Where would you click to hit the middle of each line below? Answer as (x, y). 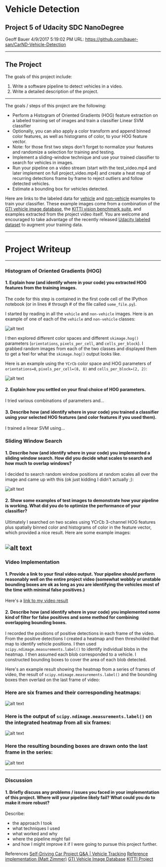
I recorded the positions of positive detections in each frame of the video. (80, 634)
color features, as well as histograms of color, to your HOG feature (80, 136)
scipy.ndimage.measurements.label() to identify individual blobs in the (77, 649)
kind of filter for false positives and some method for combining (72, 617)
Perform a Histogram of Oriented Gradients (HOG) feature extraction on (85, 115)
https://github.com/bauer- (112, 39)
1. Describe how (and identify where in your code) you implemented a (78, 453)
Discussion (19, 780)
